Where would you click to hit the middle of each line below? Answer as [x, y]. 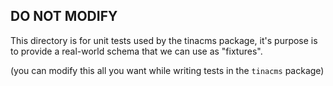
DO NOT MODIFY [64, 16]
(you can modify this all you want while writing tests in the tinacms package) [167, 70]
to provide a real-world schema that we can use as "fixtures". [136, 51]
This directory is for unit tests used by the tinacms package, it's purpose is [164, 40]
